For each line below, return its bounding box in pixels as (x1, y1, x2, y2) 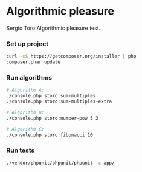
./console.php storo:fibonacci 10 (6, 132, 94, 138)
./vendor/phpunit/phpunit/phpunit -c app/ (6, 160, 115, 166)
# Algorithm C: (6, 126, 45, 132)
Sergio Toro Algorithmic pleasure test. (6, 24, 101, 32)
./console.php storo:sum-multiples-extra (6, 98, 112, 105)
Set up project (6, 40, 49, 48)
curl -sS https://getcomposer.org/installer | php (6, 53, 137, 60)
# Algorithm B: (6, 109, 45, 115)
